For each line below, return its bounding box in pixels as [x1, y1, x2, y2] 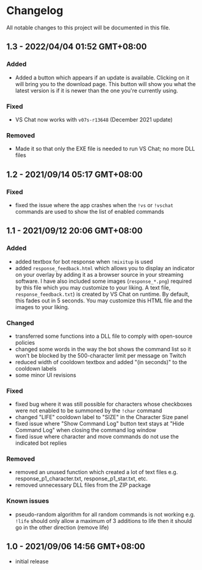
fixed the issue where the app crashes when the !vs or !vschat [15, 201, 174, 208]
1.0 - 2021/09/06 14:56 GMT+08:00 [6, 541, 145, 552]
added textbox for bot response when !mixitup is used [15, 258, 154, 265]
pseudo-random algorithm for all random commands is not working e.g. [15, 511, 195, 518]
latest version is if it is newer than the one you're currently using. [15, 87, 178, 94]
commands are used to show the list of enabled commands [15, 208, 165, 215]
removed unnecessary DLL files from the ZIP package [15, 481, 151, 489]
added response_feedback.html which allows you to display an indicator [15, 264, 195, 272]
